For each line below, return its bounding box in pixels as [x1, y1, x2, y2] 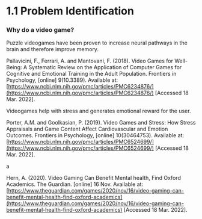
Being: [6, 64, 22, 71]
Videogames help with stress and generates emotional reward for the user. [6, 107, 191, 115]
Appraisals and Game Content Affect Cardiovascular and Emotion [6, 125, 168, 133]
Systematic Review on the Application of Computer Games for [28, 64, 182, 71]
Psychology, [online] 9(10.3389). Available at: [6, 76, 118, 84]
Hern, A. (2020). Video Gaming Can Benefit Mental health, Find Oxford [6, 174, 182, 182]
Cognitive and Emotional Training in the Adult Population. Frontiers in [6, 70, 177, 78]
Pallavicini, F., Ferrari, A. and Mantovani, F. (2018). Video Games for [6, 57, 173, 64]
